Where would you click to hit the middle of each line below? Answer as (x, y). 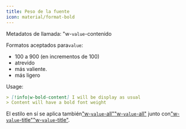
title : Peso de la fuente (38, 11)
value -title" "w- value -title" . (38, 120)
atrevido (25, 63)
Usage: (15, 86)
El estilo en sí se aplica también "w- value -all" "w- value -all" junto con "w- (93, 114)
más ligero (27, 75)
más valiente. (31, 69)
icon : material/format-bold (41, 17)
